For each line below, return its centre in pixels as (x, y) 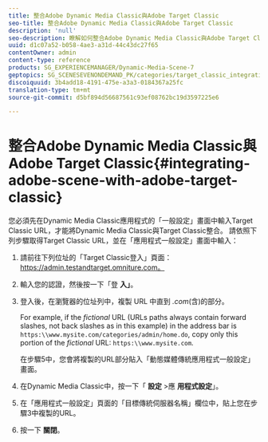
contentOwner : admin (43, 53)
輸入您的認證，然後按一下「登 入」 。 (79, 285)
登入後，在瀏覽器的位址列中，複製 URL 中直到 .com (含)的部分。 (124, 302)
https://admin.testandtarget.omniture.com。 (92, 267)
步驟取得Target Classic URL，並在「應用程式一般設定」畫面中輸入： (127, 241)
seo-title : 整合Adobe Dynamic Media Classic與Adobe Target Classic (121, 23)
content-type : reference (49, 61)
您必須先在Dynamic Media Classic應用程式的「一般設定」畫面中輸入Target (131, 221)
